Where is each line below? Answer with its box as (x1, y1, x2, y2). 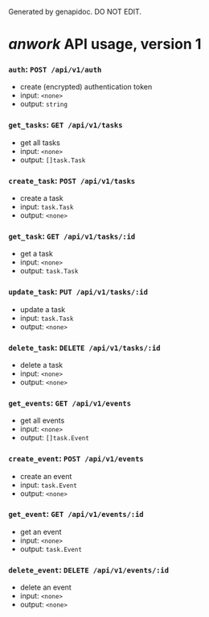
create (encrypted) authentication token (19, 82, 153, 92)
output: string (19, 99, 68, 109)
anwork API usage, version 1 (8, 35, 202, 53)
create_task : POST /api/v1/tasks (8, 175, 136, 186)
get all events (19, 415, 65, 426)
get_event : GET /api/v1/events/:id (8, 508, 144, 519)
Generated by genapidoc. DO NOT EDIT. (8, 7, 142, 16)
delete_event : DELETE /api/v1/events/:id (8, 564, 170, 575)
